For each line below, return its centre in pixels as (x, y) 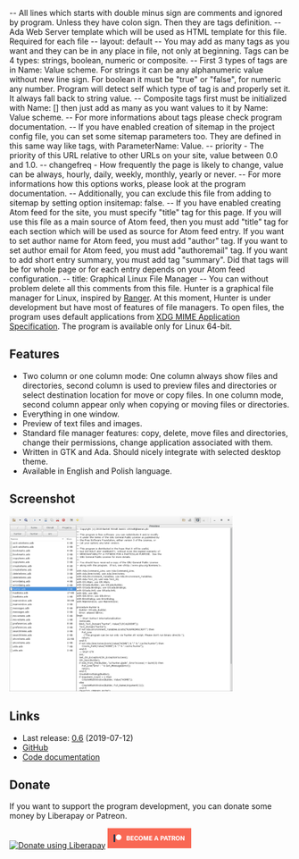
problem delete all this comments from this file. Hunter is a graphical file (141, 288)
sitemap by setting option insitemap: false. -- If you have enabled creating (145, 203)
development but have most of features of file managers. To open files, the (147, 307)
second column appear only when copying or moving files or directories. (156, 404)
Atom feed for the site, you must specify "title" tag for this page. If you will (145, 212)
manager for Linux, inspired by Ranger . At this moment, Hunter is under (140, 298)
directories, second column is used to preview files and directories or (149, 385)
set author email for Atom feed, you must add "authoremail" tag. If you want (149, 250)
